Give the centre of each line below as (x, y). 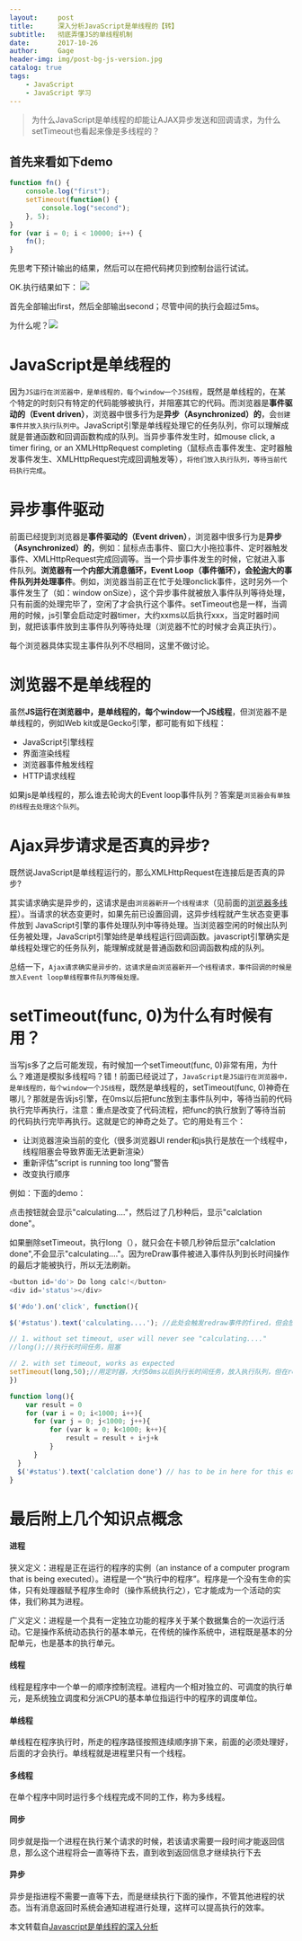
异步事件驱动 (57, 510)
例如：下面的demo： (48, 1192)
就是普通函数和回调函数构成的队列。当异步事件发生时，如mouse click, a (142, 437)
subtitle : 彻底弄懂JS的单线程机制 (71, 34)
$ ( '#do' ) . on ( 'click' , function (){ (74, 1307)
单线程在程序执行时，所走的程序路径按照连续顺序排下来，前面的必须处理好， (151, 1742)
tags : (19, 76)
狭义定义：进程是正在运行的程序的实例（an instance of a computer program (150, 1567)
